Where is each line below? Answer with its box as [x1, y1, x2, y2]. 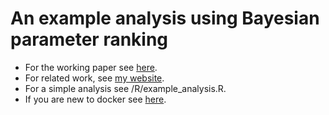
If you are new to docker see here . [24, 93, 167, 105]
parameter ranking [10, 28, 169, 51]
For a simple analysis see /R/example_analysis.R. [24, 82, 227, 94]
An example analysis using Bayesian [10, 7, 320, 30]
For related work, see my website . [24, 72, 165, 84]
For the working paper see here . [24, 61, 158, 73]
